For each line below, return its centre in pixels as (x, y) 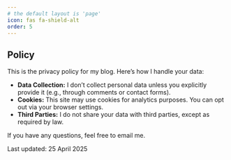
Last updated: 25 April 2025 (47, 149)
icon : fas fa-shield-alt (43, 20)
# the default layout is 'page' (54, 14)
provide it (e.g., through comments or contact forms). (94, 93)
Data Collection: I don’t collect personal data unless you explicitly (112, 85)
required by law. (40, 122)
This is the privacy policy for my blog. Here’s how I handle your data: (106, 72)
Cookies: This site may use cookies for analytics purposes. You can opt (121, 100)
